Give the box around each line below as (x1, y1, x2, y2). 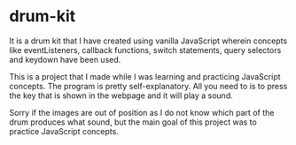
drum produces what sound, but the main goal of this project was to (9, 117, 257, 127)
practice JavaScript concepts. (9, 126, 120, 136)
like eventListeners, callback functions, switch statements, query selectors (9, 44, 282, 55)
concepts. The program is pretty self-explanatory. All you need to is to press (9, 80, 288, 91)
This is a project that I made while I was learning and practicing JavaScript (9, 71, 281, 81)
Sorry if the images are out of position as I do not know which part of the (9, 107, 275, 118)
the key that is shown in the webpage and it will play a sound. (9, 90, 233, 101)
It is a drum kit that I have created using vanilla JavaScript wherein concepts (9, 35, 288, 46)
